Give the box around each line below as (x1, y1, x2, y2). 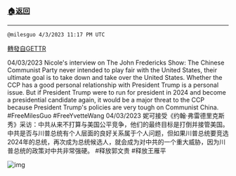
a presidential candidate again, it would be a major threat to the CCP (7, 96, 205, 104)
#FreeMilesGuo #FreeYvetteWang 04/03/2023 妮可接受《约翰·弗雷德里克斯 (7, 111, 225, 120)
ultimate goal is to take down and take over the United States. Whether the (7, 74, 223, 82)
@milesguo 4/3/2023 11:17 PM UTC (7, 32, 105, 39)
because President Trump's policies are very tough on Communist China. (7, 103, 219, 111)
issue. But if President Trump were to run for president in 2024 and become (7, 88, 227, 97)
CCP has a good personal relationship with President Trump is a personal (7, 81, 219, 89)
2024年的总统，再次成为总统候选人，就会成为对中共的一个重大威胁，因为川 (7, 138, 226, 147)
